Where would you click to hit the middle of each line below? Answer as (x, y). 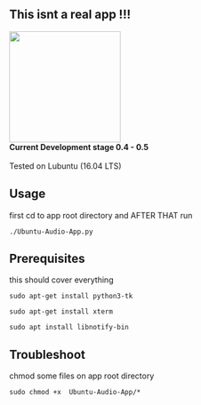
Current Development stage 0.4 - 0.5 (79, 147)
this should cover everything (61, 280)
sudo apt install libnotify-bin (69, 328)
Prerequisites (47, 259)
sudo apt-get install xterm (61, 312)
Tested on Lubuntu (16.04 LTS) (65, 166)
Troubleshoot (48, 354)
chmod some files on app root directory (82, 376)
